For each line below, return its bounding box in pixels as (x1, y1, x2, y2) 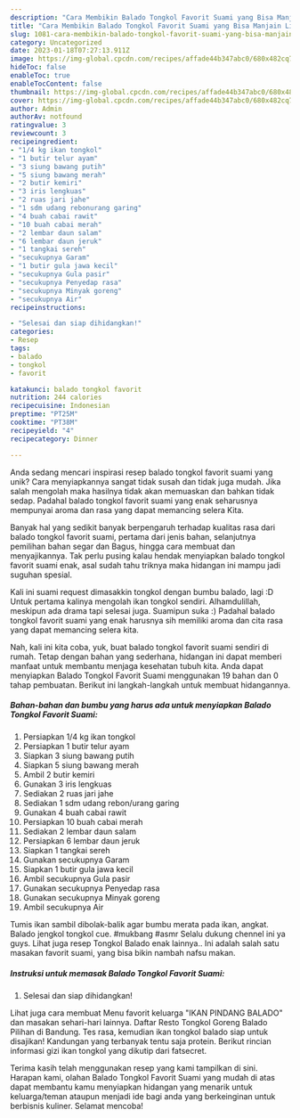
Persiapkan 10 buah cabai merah (22, 817, 143, 828)
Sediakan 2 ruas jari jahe (22, 788, 114, 799)
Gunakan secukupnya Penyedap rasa (22, 883, 160, 894)
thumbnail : (10, 87, 51, 96)
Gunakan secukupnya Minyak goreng (22, 893, 160, 903)
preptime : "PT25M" (10, 410, 78, 419)
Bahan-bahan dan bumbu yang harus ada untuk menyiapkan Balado (10, 700, 272, 711)
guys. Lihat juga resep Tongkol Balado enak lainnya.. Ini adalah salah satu (10, 938, 280, 949)
